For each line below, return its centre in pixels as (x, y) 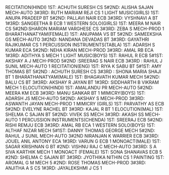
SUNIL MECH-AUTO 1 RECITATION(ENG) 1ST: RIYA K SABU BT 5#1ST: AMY (83, 66)
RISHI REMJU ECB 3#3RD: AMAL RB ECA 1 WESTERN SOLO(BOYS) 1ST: (80, 125)
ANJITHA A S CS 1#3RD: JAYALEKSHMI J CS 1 (54, 168)
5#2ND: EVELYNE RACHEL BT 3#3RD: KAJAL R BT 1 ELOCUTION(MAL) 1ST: (84, 109)
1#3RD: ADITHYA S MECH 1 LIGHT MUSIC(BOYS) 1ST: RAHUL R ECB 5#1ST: (84, 55)
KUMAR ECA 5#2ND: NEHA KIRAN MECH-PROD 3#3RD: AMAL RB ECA (79, 50)
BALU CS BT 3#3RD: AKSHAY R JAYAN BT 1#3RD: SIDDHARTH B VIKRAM (82, 82)
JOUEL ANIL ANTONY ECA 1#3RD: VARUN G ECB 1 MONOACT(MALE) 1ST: (83, 141)
